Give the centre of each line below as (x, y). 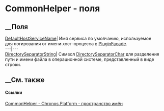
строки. (13, 65)
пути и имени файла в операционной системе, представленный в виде (80, 59)
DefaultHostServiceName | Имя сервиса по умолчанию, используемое (78, 38)
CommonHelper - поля (53, 9)
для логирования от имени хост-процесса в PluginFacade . (66, 44)
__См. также (25, 80)
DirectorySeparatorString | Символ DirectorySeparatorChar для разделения (82, 54)
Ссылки (14, 92)
